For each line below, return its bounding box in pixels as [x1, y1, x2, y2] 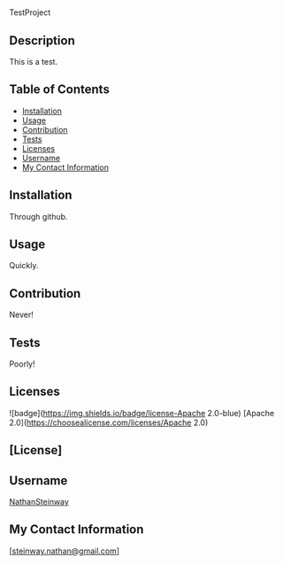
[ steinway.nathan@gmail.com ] [9, 546, 120, 556]
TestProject [9, 7, 51, 18]
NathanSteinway [9, 497, 69, 507]
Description [9, 33, 75, 48]
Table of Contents [9, 82, 111, 97]
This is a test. [9, 57, 58, 66]
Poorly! [9, 359, 35, 369]
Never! [9, 309, 34, 321]
